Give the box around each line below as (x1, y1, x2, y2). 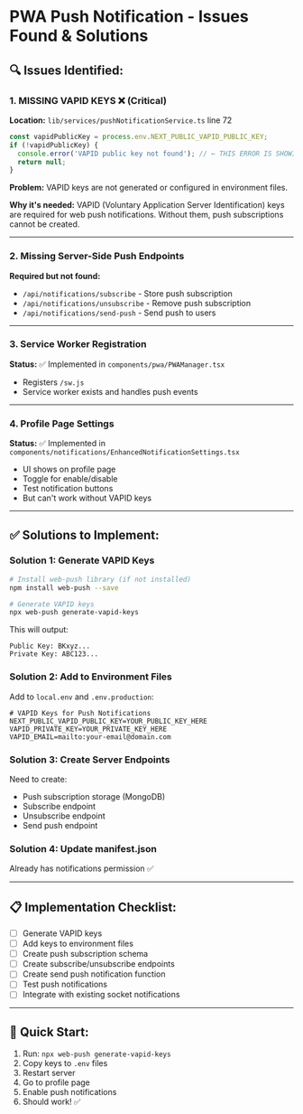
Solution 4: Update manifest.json (9, 842, 158, 855)
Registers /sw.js (22, 377, 85, 388)
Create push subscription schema (22, 949, 149, 960)
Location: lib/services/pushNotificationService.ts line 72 (9, 115, 233, 126)
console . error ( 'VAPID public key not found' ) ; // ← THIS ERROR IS (17, 149, 272, 158)
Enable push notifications (22, 1087, 117, 1098)
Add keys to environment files (22, 938, 133, 950)
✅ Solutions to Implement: (9, 527, 160, 543)
